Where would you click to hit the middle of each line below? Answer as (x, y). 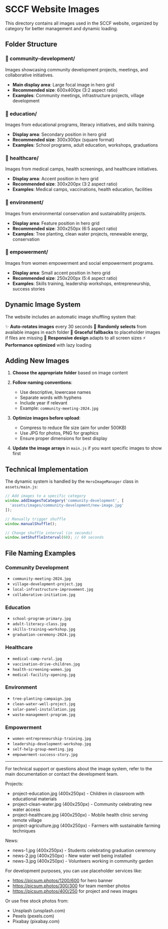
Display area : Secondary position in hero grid (59, 134)
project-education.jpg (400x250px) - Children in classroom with (78, 794)
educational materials (34, 799)
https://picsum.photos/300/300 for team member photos (71, 886)
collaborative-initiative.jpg (44, 595)
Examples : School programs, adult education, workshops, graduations (85, 145)
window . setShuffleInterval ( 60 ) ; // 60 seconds (54, 538)
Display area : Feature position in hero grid (56, 223)
